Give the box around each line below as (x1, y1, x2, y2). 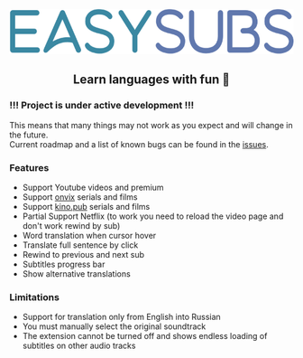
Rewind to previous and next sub (22, 249, 145, 259)
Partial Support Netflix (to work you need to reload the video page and (22, 211, 284, 221)
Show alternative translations (22, 268, 131, 279)
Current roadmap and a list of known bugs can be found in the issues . (9, 138, 269, 149)
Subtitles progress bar (22, 259, 106, 269)
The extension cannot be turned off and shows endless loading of (22, 331, 268, 342)
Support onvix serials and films (22, 191, 138, 203)
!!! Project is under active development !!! (9, 99, 195, 112)
